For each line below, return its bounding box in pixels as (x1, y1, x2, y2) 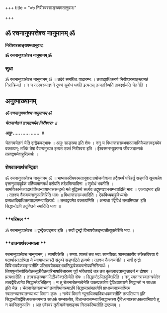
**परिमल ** (5, 216, 30, 223)
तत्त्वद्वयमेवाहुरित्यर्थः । (5, 151, 38, 157)
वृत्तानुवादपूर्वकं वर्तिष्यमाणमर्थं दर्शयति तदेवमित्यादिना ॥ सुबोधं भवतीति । (5, 181, 113, 187)
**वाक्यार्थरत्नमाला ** (5, 240, 46, 247)
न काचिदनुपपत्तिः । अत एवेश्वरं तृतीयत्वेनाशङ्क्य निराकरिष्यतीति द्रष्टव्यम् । (5, 302, 121, 308)
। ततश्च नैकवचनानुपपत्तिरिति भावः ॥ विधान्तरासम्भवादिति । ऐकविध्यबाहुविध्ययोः (5, 192, 128, 198)
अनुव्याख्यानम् (5, 97, 36, 105)
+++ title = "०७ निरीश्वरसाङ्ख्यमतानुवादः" (5, 5, 77, 10)
